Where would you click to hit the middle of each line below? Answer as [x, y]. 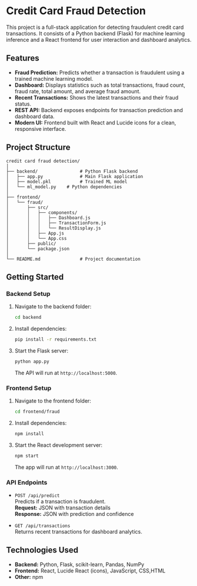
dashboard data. [34, 116]
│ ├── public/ [31, 243]
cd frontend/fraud [37, 412]
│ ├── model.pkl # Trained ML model [67, 182]
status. [23, 104]
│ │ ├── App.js [35, 233]
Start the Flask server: [41, 351]
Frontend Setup [29, 388]
